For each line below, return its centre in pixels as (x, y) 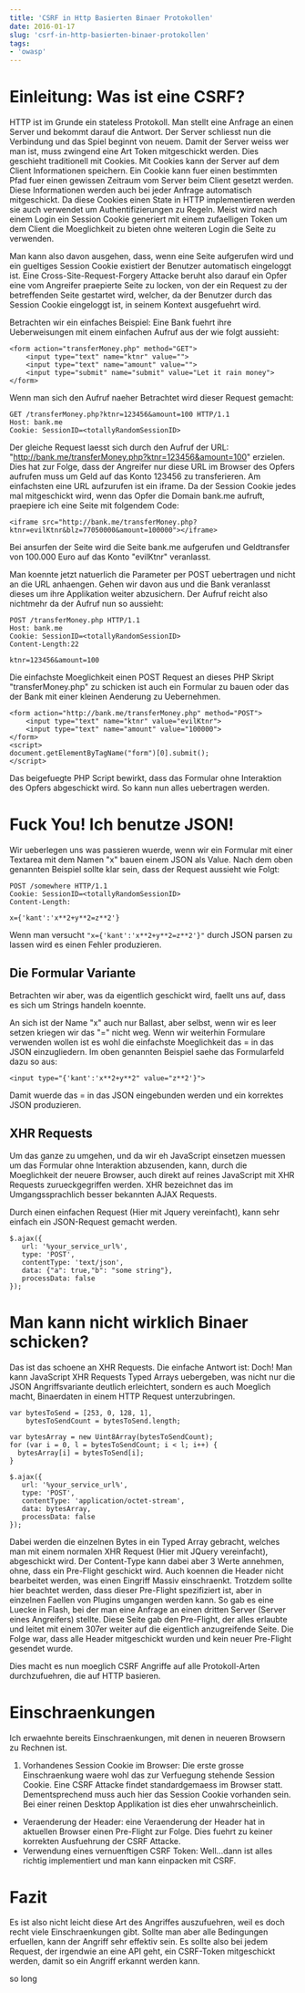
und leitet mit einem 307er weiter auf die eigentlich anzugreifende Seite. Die (152, 1629)
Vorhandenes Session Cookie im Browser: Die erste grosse (133, 1765)
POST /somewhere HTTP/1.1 (58, 886)
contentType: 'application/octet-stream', (103, 1501)
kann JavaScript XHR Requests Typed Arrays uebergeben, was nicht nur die (152, 1377)
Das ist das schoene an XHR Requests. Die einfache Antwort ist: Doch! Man (151, 1367)
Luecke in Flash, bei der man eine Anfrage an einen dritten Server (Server (148, 1609)
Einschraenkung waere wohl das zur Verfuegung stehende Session (148, 1775)
